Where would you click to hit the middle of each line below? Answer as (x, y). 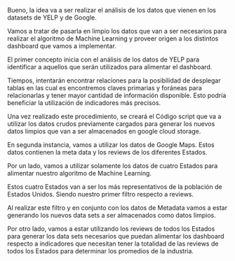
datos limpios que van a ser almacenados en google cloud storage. (104, 131)
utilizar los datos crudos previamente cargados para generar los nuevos (111, 124)
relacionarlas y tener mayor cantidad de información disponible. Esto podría (117, 95)
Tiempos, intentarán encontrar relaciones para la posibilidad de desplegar (114, 80)
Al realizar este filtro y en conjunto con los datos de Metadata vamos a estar (117, 208)
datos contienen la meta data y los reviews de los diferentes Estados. (107, 152)
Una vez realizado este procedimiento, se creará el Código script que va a (114, 116)
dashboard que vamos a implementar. (62, 46)
